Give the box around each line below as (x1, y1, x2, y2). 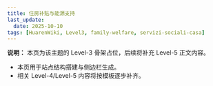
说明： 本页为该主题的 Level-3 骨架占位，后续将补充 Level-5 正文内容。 (7, 48, 210, 57)
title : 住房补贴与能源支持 (7, 10, 76, 17)
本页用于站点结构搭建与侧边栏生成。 (17, 63, 121, 72)
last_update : (7, 16, 45, 23)
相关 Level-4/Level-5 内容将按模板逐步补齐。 (17, 72, 145, 80)
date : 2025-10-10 (13, 23, 63, 29)
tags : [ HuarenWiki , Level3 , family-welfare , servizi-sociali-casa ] (7, 29, 205, 36)
